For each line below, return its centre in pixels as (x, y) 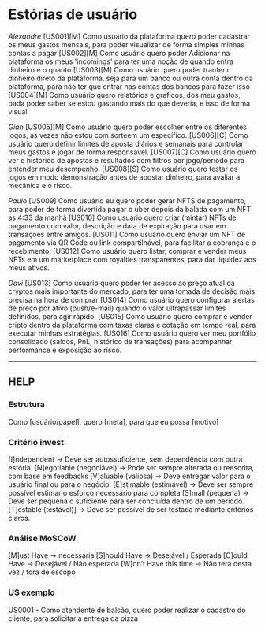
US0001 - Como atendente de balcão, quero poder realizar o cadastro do (127, 610)
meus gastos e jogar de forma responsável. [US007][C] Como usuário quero (132, 152)
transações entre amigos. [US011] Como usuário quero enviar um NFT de (127, 234)
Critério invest (36, 442)
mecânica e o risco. (40, 185)
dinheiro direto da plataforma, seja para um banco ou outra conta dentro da (131, 78)
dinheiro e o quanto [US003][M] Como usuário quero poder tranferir (119, 69)
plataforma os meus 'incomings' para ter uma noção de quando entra (121, 61)
